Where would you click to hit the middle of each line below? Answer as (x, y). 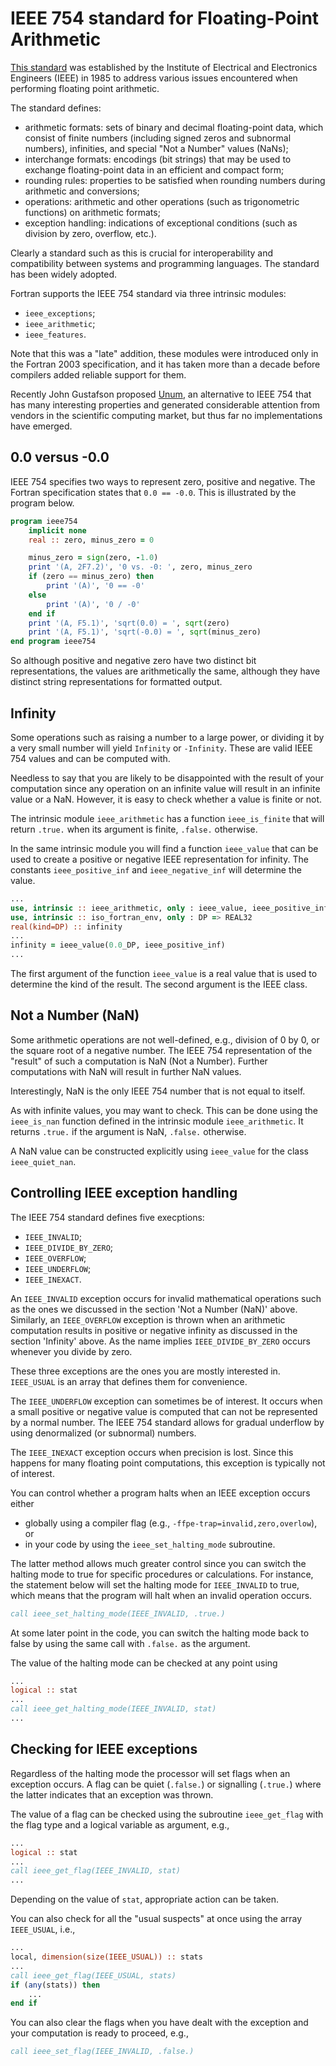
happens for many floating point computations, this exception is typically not (168, 1463)
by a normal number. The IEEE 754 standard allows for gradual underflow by (167, 1422)
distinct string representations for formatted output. (116, 682)
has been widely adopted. (64, 274)
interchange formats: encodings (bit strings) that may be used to (158, 159)
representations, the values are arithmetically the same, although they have (165, 671)
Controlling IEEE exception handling (124, 1193)
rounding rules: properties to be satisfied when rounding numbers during (175, 180)
